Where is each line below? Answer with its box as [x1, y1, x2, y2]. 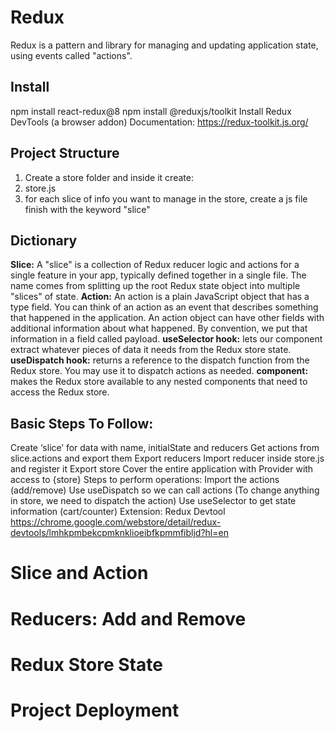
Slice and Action [10, 562, 149, 585]
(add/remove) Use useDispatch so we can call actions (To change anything [10, 484, 320, 496]
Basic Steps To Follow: [10, 415, 154, 432]
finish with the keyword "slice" [24, 203, 151, 215]
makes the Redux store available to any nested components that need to [10, 376, 308, 388]
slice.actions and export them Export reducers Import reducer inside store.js [10, 452, 325, 465]
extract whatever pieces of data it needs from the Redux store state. [10, 344, 292, 356]
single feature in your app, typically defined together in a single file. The [10, 269, 307, 281]
